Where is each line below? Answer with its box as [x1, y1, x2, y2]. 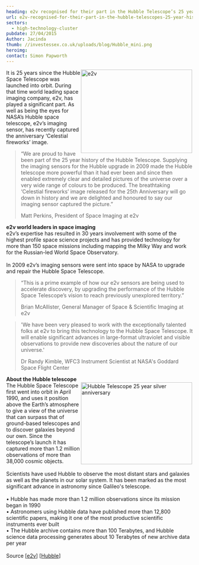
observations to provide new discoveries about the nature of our [20, 339, 178, 347]
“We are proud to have [20, 150, 76, 157]
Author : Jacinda [6, 36, 46, 42]
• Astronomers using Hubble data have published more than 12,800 [6, 508, 171, 515]
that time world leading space [6, 88, 79, 95]
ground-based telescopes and [6, 420, 80, 427]
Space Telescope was [6, 75, 60, 82]
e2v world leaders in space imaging [6, 223, 96, 230]
